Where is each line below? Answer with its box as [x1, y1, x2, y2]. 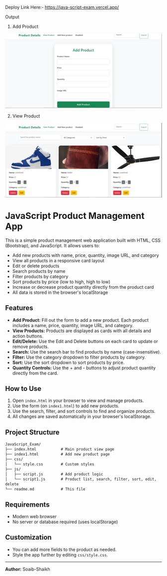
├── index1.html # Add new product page [5, 452, 110, 457]
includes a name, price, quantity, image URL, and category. [12, 322, 134, 328]
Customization [5, 533, 52, 542]
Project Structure [5, 428, 60, 436]
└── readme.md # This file [5, 487, 85, 492]
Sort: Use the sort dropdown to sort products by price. [12, 359, 125, 366]
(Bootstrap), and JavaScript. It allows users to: [5, 242, 100, 248]
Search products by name [12, 268, 66, 274]
